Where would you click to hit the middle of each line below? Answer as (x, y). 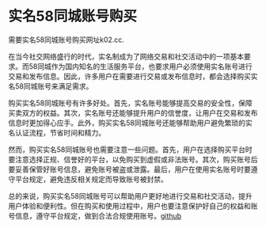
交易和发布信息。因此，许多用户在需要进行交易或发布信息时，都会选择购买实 (133, 76)
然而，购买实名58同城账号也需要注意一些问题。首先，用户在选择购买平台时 (130, 149)
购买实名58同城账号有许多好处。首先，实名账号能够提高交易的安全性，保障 (130, 103)
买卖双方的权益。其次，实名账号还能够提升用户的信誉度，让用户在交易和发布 (133, 112)
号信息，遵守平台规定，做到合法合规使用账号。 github (95, 215)
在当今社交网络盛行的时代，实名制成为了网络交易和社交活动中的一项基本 (126, 56)
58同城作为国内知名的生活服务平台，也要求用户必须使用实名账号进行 (141, 66)
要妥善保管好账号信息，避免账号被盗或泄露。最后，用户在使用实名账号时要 (129, 169)
